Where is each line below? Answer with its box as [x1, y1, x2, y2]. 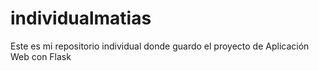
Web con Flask [10, 50, 72, 62]
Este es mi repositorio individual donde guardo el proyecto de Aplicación [10, 40, 310, 52]
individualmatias [10, 7, 152, 30]
